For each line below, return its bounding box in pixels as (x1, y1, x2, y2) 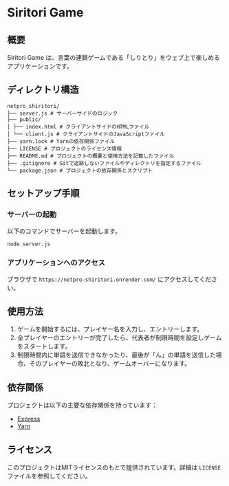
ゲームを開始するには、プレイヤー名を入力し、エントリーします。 (17, 325, 204, 333)
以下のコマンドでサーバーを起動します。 (7, 227, 122, 235)
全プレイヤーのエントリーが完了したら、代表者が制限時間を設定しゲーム (17, 333, 222, 342)
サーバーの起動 (7, 210, 57, 219)
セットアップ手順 (7, 188, 80, 199)
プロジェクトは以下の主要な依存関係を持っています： (7, 401, 158, 410)
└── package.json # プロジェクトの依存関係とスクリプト (7, 167, 153, 174)
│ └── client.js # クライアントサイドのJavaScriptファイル (7, 131, 165, 137)
